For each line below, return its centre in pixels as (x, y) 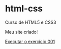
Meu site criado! (21, 32)
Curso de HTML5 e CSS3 (31, 22)
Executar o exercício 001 (30, 41)
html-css (24, 9)
